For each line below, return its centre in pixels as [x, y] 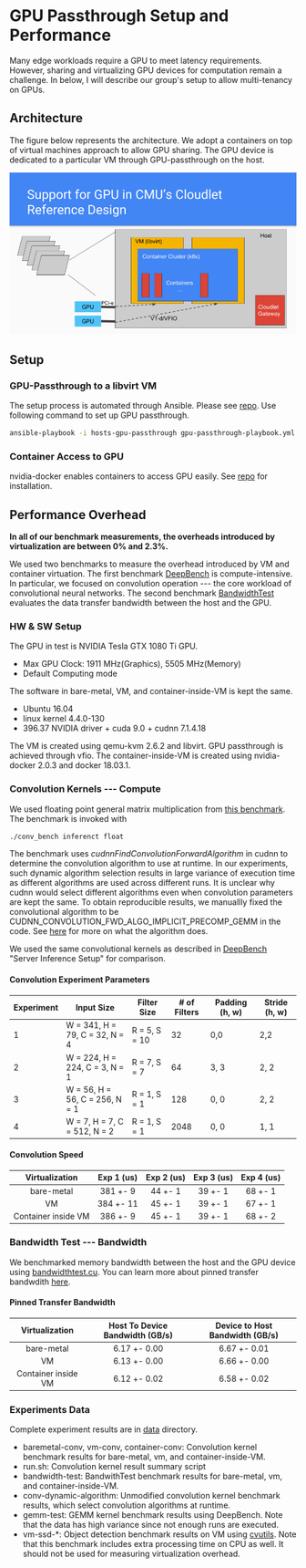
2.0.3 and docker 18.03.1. [84, 765]
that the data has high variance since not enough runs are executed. [151, 1525]
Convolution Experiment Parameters [80, 979]
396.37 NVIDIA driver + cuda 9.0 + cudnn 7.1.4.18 [114, 728]
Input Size [96, 1007]
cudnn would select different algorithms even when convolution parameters [151, 893]
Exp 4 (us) [261, 1178]
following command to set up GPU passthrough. [99, 415]
